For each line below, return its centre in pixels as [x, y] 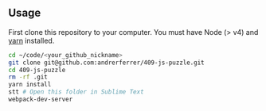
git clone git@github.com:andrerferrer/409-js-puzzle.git [106, 63]
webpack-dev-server [41, 100]
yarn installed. [31, 40]
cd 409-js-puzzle [37, 70]
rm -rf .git [28, 77]
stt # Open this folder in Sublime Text [76, 92]
